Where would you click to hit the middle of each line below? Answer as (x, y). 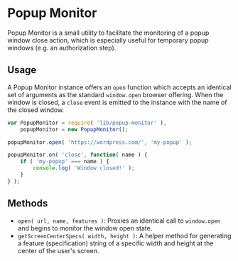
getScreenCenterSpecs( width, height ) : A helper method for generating (124, 235)
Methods (28, 204)
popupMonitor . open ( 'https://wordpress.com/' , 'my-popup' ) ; (100, 142)
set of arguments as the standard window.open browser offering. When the (115, 94)
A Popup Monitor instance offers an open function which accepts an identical (119, 87)
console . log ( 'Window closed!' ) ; (84, 168)
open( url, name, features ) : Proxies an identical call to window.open (119, 221)
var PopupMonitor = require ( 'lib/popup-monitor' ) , (87, 123)
